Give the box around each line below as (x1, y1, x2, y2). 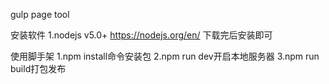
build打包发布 (10, 63, 67, 74)
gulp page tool (10, 9, 70, 20)
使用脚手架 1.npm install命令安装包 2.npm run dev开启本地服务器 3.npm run (10, 50, 320, 62)
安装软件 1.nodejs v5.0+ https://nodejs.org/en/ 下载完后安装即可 (10, 29, 273, 41)
